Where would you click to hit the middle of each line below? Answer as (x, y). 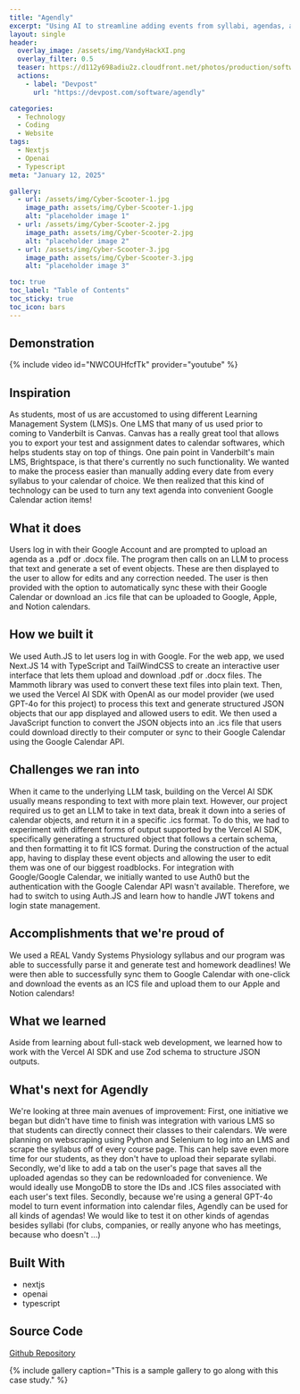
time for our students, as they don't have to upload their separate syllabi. (143, 1159)
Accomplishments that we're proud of (117, 934)
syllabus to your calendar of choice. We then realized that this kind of (137, 481)
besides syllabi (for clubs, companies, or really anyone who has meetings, (146, 1225)
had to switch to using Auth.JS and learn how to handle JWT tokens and (142, 896)
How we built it (51, 634)
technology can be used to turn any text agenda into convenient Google (142, 490)
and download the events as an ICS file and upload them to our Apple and (145, 984)
